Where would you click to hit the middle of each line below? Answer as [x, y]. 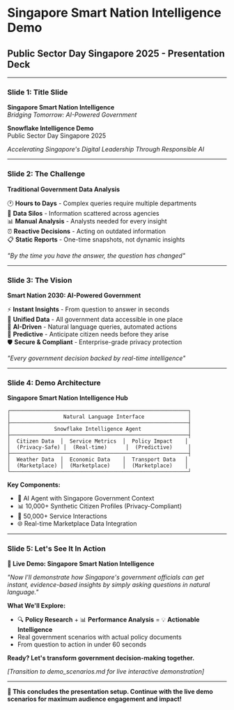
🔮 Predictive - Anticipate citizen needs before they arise [88, 334]
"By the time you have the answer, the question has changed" [96, 256]
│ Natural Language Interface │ [99, 417]
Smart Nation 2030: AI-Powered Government [74, 295]
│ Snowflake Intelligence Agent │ [99, 429]
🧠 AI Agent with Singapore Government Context [86, 498]
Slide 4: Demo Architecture [54, 383]
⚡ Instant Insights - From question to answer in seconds [88, 309]
